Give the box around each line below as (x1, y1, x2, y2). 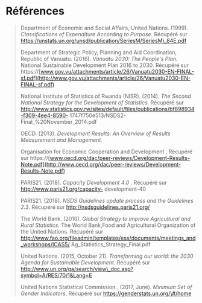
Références (5, 4, 65, 18)
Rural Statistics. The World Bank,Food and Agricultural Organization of (20, 222, 196, 229)
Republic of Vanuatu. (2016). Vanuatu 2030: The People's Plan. (20, 55, 178, 62)
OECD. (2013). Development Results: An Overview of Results (20, 130, 171, 137)
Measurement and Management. (20, 136, 103, 143)
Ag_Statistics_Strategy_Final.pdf (71, 240, 151, 248)
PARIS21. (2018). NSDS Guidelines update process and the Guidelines (20, 197, 194, 204)
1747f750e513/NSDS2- (69, 112, 127, 119)
